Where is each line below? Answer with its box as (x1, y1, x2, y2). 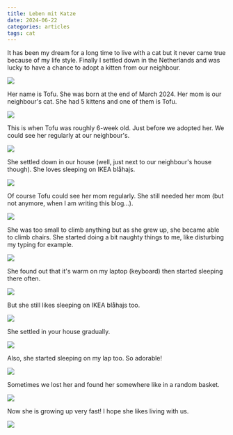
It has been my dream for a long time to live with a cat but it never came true (7, 49, 226, 57)
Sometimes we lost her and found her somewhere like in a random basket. (7, 381, 220, 389)
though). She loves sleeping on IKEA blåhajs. (7, 165, 136, 174)
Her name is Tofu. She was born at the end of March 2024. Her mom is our (7, 90, 222, 98)
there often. (7, 274, 41, 283)
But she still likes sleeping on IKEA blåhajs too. (7, 301, 140, 310)
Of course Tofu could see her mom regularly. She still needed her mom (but (7, 192, 224, 200)
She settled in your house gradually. (7, 328, 111, 336)
